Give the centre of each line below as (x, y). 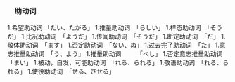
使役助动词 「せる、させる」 (73, 71)
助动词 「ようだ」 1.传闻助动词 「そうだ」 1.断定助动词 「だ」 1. (132, 36)
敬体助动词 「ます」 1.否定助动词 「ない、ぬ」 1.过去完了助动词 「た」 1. (113, 45)
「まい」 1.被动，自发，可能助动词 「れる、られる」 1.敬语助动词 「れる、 (115, 63)
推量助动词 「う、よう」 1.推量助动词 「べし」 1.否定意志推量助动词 (118, 54)
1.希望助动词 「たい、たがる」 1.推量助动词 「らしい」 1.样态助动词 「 (109, 28)
